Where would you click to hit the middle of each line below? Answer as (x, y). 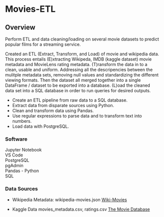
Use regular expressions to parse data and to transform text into (77, 116)
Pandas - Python (22, 171)
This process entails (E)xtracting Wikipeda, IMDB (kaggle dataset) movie (79, 59)
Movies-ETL (30, 9)
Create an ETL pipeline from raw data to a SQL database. (70, 100)
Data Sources (22, 189)
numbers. (22, 121)
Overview (20, 27)
